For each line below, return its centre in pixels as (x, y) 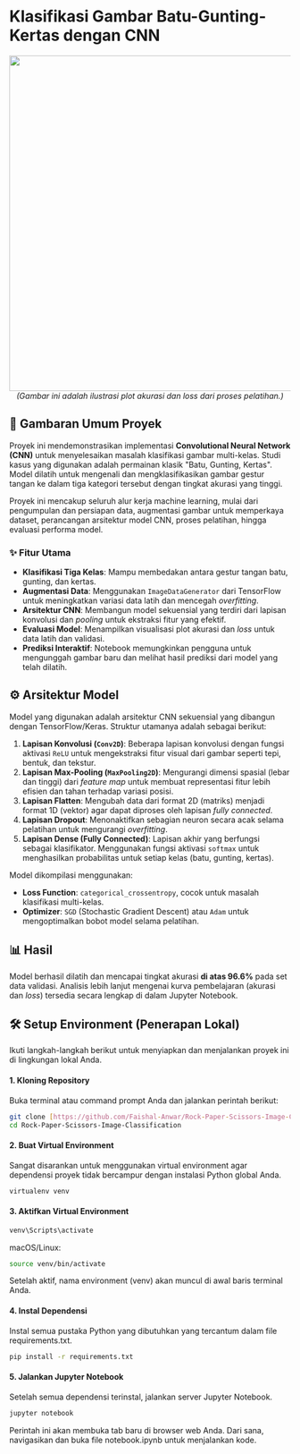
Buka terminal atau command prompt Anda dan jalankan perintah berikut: (144, 1100)
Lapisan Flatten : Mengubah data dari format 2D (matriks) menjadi (143, 800)
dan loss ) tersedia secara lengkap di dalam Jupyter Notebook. (124, 995)
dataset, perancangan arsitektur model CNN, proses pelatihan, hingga (138, 520)
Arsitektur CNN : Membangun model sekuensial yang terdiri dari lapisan (154, 610)
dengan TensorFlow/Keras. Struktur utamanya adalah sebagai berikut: (138, 726)
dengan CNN (112, 35)
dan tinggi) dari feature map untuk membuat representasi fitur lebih (146, 781)
